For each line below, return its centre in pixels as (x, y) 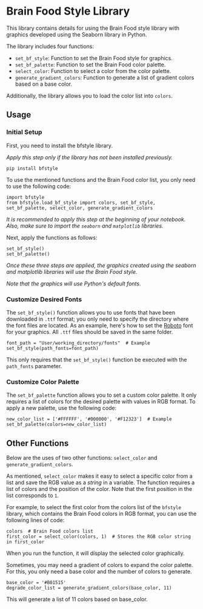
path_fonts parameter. (34, 366)
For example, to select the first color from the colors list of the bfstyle (94, 507)
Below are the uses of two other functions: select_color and (82, 458)
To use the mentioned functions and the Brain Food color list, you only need (101, 179)
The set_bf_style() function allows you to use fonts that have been (91, 312)
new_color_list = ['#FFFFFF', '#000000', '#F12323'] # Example (89, 419)
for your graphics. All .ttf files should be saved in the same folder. (90, 332)
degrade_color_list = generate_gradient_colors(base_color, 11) (89, 588)
